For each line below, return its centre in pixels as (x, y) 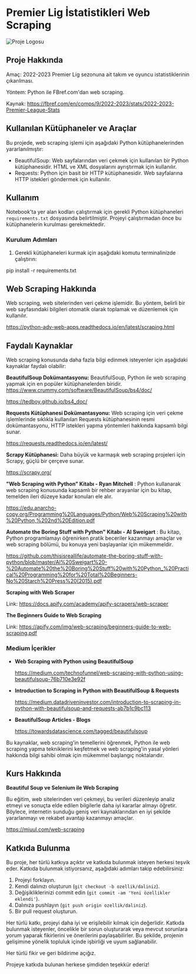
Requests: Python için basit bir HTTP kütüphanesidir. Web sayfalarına (99, 173)
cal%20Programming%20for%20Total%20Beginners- (72, 575)
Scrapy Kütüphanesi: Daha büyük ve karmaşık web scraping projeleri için (96, 455)
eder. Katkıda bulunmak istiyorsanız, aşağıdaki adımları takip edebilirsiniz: (95, 869)
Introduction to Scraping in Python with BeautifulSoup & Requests (97, 690)
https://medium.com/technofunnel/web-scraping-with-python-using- (99, 673)
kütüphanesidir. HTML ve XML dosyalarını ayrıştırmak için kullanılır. (96, 167)
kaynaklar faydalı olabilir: (36, 366)
